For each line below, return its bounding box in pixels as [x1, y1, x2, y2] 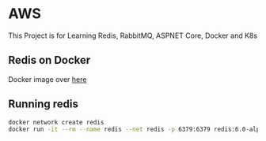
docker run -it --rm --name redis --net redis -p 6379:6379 [8, 125, 211, 134]
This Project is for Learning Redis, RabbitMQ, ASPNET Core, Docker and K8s [8, 31, 258, 40]
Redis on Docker [8, 54, 91, 67]
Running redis [8, 98, 79, 111]
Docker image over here [8, 74, 87, 83]
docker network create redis [8, 118, 104, 126]
